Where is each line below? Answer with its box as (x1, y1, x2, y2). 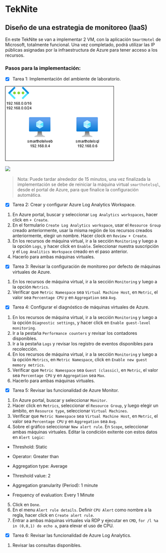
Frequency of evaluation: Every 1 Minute (12, 492, 95, 498)
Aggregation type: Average (12, 463, 68, 469)
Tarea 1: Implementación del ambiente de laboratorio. (12, 76, 121, 82)
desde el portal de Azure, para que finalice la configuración (17, 187, 139, 193)
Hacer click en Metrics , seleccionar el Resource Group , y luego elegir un (12, 402, 159, 408)
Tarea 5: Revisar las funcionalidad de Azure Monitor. (12, 387, 119, 393)
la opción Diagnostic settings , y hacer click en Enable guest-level (12, 319, 151, 325)
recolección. (12, 346, 38, 352)
